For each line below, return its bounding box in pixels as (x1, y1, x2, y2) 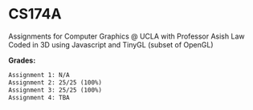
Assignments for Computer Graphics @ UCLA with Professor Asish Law (8, 31, 245, 41)
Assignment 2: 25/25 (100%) (8, 78, 103, 87)
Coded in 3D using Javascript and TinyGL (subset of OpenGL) (8, 39, 214, 49)
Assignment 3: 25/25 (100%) (8, 86, 103, 94)
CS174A (8, 5, 62, 23)
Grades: (8, 55, 36, 65)
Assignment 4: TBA (8, 93, 70, 101)
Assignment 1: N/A (8, 71, 70, 79)
